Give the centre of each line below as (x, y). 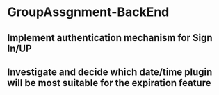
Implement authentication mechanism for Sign (110, 38)
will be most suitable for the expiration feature (109, 83)
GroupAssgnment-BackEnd (88, 12)
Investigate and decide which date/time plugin (110, 72)
